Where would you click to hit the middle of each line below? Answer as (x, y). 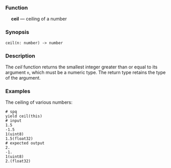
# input (14, 121)
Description (20, 55)
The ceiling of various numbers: (39, 102)
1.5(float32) (19, 139)
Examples (18, 91)
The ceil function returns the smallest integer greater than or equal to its (81, 67)
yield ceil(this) (24, 116)
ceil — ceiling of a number (39, 19)
